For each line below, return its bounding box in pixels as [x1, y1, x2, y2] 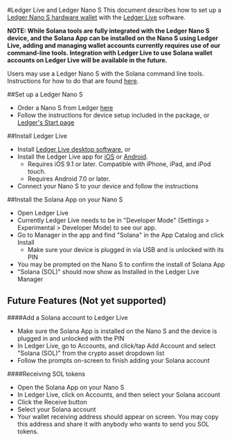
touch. [27, 168, 46, 175]
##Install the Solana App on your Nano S [7, 195, 123, 204]
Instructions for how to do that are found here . [7, 77, 139, 85]
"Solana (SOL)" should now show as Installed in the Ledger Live [17, 268, 199, 276]
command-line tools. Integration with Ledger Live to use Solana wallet [7, 48, 213, 57]
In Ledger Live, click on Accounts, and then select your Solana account [17, 390, 220, 399]
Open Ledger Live [17, 209, 69, 217]
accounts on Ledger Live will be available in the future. [7, 56, 168, 64]
